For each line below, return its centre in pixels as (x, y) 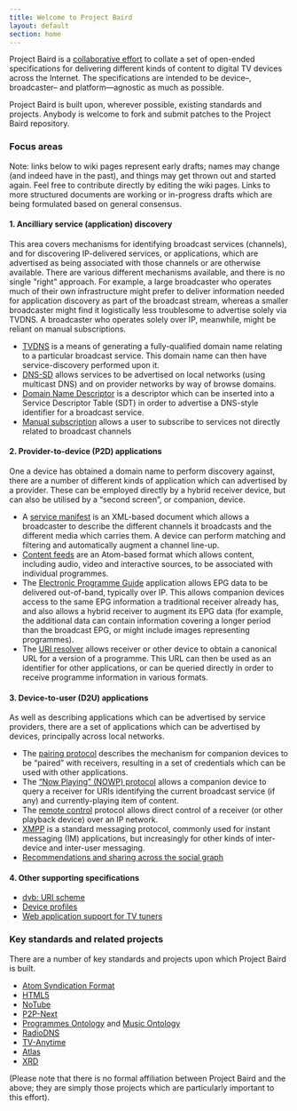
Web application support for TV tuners (92, 916)
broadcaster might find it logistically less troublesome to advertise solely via (148, 310)
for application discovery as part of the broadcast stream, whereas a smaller (149, 300)
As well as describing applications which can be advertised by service (137, 717)
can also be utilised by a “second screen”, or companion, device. (128, 500)
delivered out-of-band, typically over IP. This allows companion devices (153, 593)
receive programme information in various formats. (115, 677)
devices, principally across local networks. (87, 736)
